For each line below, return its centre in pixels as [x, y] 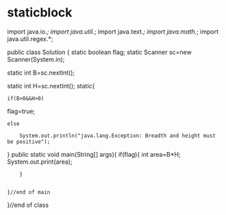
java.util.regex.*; [30, 38]
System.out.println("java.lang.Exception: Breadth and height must [117, 136]
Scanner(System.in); [36, 59]
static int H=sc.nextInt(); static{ [51, 86]
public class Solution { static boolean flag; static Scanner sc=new [99, 52]
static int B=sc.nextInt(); [41, 73]
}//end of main [29, 192]
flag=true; [21, 111]
